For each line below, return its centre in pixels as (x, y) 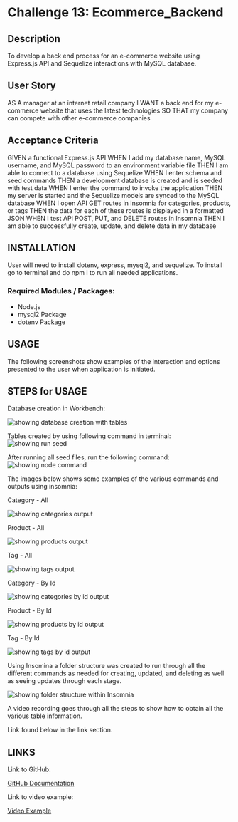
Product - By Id (29, 610)
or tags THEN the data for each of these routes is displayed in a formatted (115, 210)
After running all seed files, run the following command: (88, 457)
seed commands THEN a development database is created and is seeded (115, 180)
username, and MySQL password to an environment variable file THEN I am (118, 165)
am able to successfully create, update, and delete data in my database (112, 226)
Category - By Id (32, 583)
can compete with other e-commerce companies (79, 118)
